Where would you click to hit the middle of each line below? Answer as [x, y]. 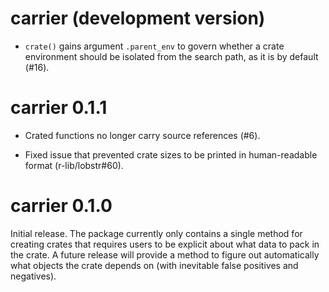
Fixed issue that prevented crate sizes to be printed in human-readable [171, 154]
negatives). [33, 276]
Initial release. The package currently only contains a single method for [156, 233]
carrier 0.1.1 [59, 108]
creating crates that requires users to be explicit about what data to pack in [165, 244]
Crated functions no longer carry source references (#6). [142, 135]
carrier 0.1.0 [61, 206]
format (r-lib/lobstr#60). [74, 165]
